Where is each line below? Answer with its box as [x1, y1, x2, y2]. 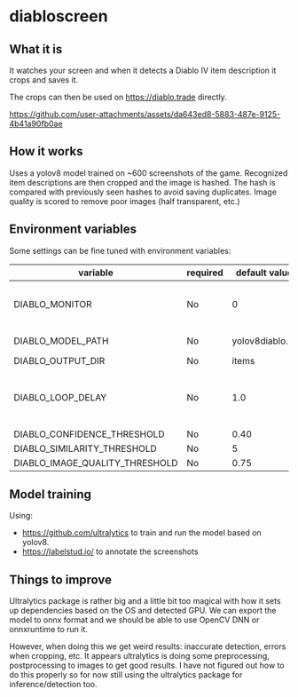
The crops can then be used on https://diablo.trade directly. [9, 91, 228, 102]
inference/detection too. [9, 679, 98, 690]
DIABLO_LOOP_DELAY [13, 391, 107, 403]
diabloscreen [9, 6, 108, 27]
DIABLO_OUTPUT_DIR [13, 354, 106, 367]
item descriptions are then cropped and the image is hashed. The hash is [9, 177, 277, 187]
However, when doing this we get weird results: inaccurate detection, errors [9, 641, 286, 652]
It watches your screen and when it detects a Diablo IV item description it [9, 65, 277, 75]
